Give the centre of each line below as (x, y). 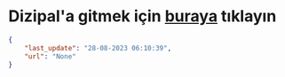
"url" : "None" (50, 56)
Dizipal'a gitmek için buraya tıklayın (142, 16)
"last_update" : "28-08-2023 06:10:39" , (98, 48)
